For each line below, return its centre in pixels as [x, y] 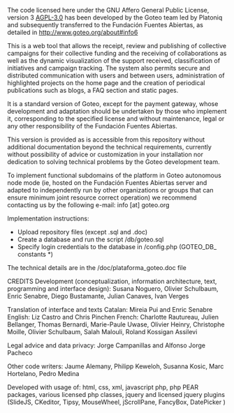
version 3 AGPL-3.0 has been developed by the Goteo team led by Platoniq [115, 17]
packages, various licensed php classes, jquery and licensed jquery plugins [116, 395]
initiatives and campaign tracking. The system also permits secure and [109, 68]
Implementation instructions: [48, 218]
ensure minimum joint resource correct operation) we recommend [102, 197]
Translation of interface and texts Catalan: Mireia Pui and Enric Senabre [110, 309]
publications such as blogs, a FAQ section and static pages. [93, 90]
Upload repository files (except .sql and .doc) [82, 232]
